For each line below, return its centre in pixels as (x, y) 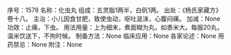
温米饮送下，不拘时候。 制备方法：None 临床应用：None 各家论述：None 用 (115, 36)
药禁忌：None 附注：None (45, 44)
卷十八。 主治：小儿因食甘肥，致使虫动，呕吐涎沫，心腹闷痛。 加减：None (114, 19)
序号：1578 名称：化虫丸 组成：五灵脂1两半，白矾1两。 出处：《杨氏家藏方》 (114, 10)
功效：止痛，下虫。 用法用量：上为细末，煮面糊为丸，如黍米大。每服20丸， (115, 27)
